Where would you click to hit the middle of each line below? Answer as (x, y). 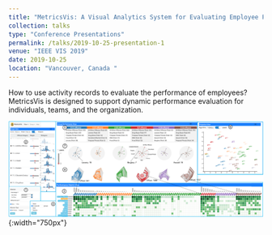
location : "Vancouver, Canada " (63, 69)
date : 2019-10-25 (38, 60)
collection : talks (39, 26)
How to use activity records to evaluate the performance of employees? (128, 92)
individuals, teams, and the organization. (76, 109)
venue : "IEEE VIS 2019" (49, 51)
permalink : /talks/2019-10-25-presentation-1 (86, 43)
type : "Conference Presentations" (67, 34)
